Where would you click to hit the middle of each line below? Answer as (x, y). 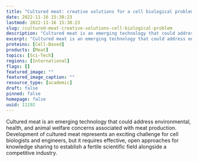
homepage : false (26, 99)
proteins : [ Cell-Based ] (35, 45)
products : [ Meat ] (27, 50)
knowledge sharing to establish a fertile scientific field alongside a (86, 146)
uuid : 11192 (21, 105)
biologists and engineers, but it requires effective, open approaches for (93, 140)
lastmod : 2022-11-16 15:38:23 (43, 22)
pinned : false (24, 94)
